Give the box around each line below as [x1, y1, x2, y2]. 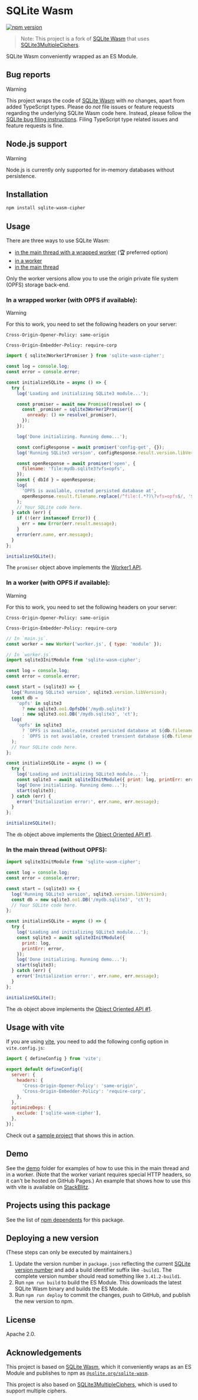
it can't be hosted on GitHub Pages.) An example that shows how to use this [6, 1177, 191, 1184]
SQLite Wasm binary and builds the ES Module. [14, 1285, 130, 1292]
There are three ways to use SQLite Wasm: [6, 237, 110, 244]
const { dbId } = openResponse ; [16, 477, 96, 483]
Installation [6, 189, 48, 199]
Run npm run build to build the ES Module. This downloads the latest [14, 1279, 181, 1286]
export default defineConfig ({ [6, 1066, 83, 1072]
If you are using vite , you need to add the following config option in [6, 1038, 169, 1045]
